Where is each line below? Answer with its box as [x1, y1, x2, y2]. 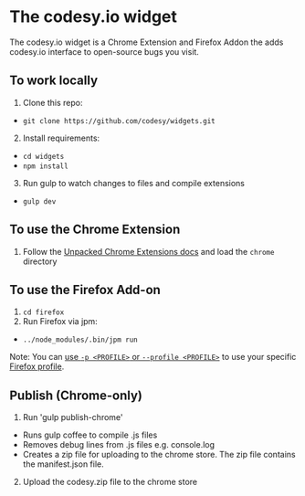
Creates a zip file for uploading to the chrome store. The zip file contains [22, 449, 296, 460]
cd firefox [22, 308, 65, 317]
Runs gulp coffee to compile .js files [22, 429, 158, 440]
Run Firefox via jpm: [22, 316, 98, 327]
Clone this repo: [22, 97, 83, 108]
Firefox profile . [9, 361, 65, 372]
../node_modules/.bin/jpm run [22, 335, 139, 344]
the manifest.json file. [22, 459, 105, 470]
